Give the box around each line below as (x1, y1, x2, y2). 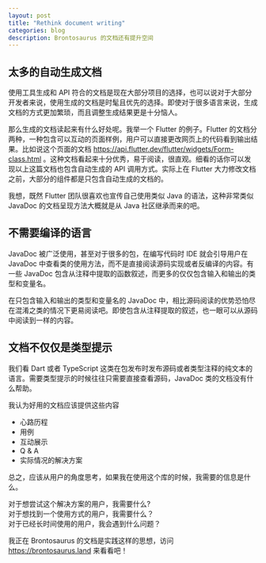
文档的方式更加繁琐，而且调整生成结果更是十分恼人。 (8, 108, 182, 118)
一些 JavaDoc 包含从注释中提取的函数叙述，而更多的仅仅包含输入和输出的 (8, 268, 249, 278)
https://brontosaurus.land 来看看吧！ (8, 546, 128, 555)
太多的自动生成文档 (8, 65, 102, 79)
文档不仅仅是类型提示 (8, 341, 112, 354)
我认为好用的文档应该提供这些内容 (8, 400, 120, 410)
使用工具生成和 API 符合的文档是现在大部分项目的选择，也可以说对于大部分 (8, 88, 253, 98)
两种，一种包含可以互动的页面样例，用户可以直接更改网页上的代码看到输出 (8, 134, 251, 144)
